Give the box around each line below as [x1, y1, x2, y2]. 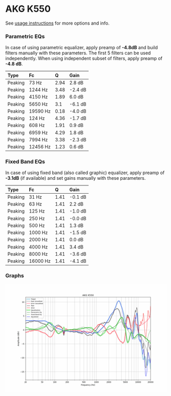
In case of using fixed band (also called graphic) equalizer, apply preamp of [5, 170, 165, 176]
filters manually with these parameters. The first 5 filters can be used [5, 50, 151, 56]
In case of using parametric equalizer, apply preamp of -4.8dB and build [5, 45, 158, 51]
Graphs [5, 272, 24, 279]
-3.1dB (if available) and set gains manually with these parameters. [5, 175, 146, 181]
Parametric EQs [5, 33, 45, 40]
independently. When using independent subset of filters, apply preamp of [5, 55, 163, 61]
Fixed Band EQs [5, 158, 45, 165]
